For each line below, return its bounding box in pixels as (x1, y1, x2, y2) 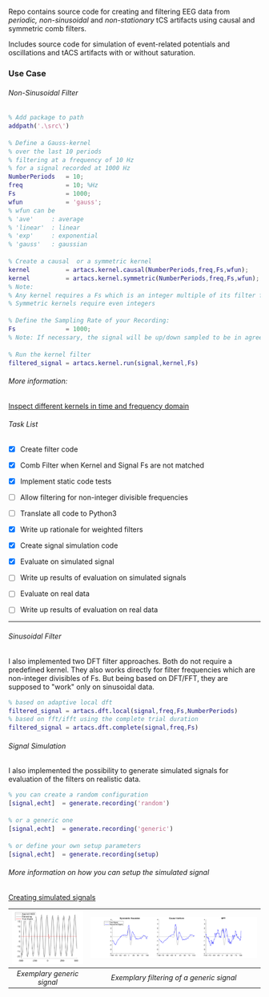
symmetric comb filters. (8, 24, 86, 33)
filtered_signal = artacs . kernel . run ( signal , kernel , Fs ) (8, 359, 199, 367)
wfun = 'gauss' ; (8, 198, 102, 206)
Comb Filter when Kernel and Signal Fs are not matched (19, 460, 205, 470)
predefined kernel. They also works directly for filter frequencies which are (8, 665, 256, 675)
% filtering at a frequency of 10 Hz (8, 156, 134, 164)
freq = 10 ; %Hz (8, 181, 98, 189)
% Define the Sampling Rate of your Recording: (8, 317, 171, 325)
